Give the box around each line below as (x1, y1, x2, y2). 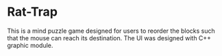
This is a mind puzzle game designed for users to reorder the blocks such (7, 27, 216, 35)
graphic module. (7, 41, 53, 49)
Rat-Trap (7, 4, 58, 20)
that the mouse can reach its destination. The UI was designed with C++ (7, 33, 211, 42)
